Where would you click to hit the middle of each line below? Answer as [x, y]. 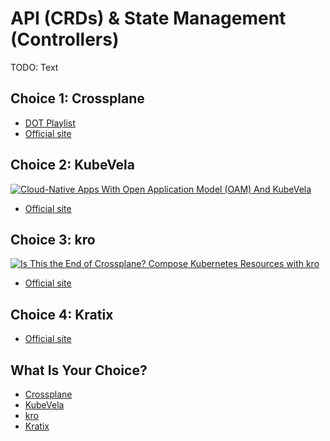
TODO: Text [34, 67]
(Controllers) [65, 39]
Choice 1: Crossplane [77, 98]
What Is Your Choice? [79, 370]
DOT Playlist [50, 123]
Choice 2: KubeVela [72, 165]
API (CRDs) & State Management [148, 18]
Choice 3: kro [53, 239]
